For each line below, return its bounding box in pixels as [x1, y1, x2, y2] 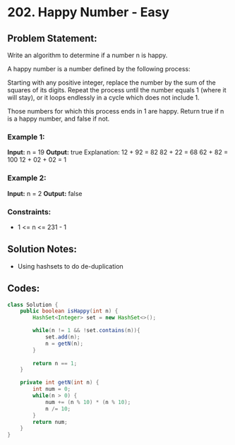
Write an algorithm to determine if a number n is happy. [7, 51, 168, 59]
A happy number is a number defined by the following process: [7, 65, 191, 73]
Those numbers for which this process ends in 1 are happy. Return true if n [7, 107, 224, 115]
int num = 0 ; [32, 386, 71, 393]
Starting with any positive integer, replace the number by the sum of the [7, 78, 217, 87]
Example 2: [7, 173, 47, 183]
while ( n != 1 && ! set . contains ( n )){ [32, 327, 140, 334]
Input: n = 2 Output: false [7, 189, 83, 197]
